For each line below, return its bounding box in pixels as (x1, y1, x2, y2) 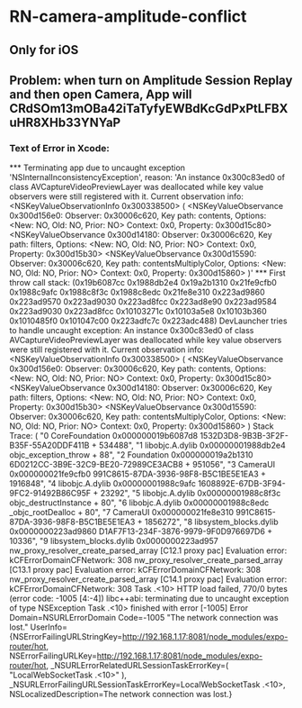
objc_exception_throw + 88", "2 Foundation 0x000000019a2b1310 (9, 449, 253, 460)
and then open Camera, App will (9, 86, 192, 102)
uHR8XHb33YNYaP (9, 114, 121, 130)
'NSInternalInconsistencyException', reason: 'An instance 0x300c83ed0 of (9, 172, 286, 183)
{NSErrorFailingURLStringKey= (9, 631, 123, 642)
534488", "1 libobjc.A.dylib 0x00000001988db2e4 (98, 440, 286, 451)
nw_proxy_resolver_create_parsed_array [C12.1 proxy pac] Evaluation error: (9, 545, 288, 556)
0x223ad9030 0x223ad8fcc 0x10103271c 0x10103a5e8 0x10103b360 (9, 306, 267, 317)
